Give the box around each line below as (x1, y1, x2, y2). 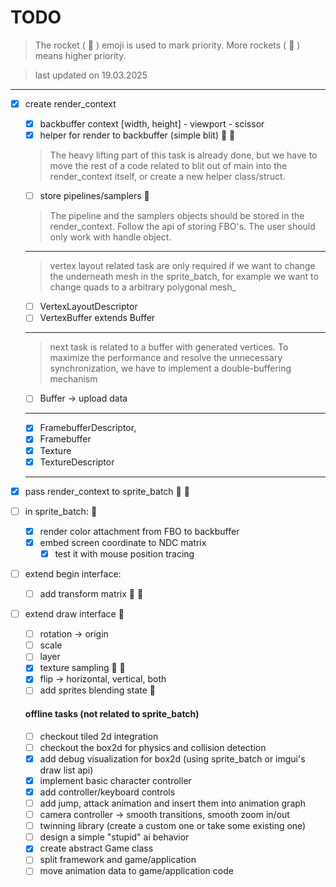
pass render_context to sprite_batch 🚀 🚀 (24, 485, 190, 497)
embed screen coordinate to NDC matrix (39, 536, 207, 548)
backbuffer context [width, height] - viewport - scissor (39, 118, 265, 130)
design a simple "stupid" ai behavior (39, 831, 190, 843)
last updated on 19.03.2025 (34, 69, 148, 81)
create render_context (24, 97, 117, 110)
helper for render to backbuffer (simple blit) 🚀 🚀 (39, 129, 236, 141)
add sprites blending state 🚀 (39, 684, 156, 696)
